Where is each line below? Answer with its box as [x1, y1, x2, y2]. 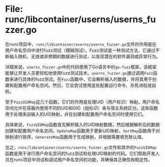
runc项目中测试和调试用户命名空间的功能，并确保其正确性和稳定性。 [13, 156, 153, 163]
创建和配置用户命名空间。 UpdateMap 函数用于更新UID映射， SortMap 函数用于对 [5, 128, 160, 134]
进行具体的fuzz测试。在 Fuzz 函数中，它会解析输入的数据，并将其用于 [13, 76, 153, 82]
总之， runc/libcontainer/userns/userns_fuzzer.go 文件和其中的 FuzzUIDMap [5, 144, 157, 150]
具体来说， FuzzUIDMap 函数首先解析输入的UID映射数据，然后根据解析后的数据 [5, 121, 160, 127]
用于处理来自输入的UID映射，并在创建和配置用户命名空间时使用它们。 [5, 111, 147, 117]
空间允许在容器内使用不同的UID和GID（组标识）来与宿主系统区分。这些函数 [5, 105, 159, 111]
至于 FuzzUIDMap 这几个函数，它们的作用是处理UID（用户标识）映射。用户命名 [5, 99, 160, 105]
